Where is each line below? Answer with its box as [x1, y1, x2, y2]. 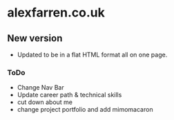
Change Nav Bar [17, 83, 64, 92]
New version [7, 32, 63, 44]
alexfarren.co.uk [7, 5, 105, 21]
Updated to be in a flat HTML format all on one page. [17, 50, 168, 59]
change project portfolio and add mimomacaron [17, 106, 153, 114]
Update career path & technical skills [17, 91, 122, 99]
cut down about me [17, 98, 73, 106]
